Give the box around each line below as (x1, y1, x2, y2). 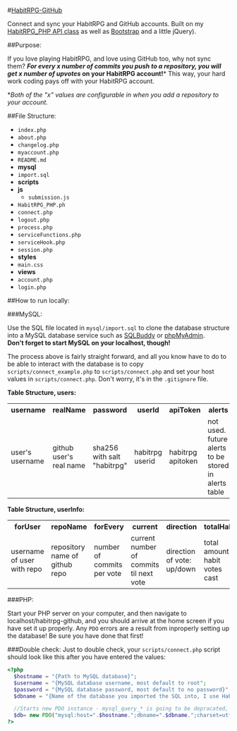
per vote (94, 569, 122, 578)
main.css (17, 262, 44, 269)
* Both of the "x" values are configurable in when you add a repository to (7, 91, 219, 99)
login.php (17, 284, 47, 291)
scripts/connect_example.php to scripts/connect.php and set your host (7, 367, 214, 376)
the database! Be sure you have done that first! (7, 632, 144, 640)
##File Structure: (7, 112, 56, 120)
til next (130, 569, 154, 578)
